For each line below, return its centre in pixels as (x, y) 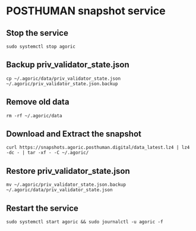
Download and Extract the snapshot (74, 134)
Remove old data (38, 102)
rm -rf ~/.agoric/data (34, 115)
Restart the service (42, 208)
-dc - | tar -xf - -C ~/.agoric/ (48, 153)
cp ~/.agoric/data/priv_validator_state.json (63, 79)
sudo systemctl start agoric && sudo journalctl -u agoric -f (85, 222)
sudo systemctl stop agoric (41, 46)
